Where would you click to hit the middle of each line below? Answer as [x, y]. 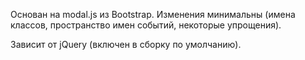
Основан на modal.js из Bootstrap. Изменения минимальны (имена [153, 14]
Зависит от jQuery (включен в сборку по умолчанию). [126, 44]
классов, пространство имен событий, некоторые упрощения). [146, 25]
